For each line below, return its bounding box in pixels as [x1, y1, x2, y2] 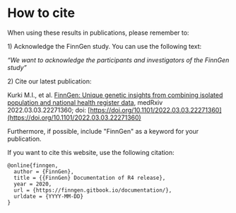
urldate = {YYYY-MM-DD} [13, 192, 83, 200]
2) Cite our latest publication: [7, 76, 92, 86]
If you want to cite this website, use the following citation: [7, 148, 175, 156]
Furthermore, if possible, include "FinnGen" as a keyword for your [7, 127, 199, 135]
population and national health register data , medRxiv [7, 98, 163, 107]
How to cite [7, 5, 76, 21]
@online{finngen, [7, 161, 59, 169]
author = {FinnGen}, [13, 168, 74, 175]
